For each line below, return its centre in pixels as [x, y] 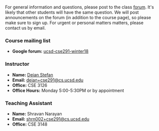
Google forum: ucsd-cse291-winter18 [50, 52]
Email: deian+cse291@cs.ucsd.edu [48, 80]
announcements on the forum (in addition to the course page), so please [78, 17]
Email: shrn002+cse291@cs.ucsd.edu [51, 119]
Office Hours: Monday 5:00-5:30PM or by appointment [68, 90]
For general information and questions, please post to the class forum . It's [79, 7]
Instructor [17, 64]
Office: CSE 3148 [30, 124]
